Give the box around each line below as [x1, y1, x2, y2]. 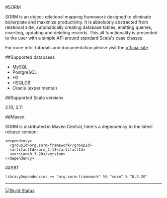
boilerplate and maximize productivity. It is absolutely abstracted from [5, 19, 148, 25]
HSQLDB [12, 80, 31, 86]
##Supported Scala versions [5, 95, 64, 100]
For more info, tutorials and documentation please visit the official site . [5, 45, 150, 50]
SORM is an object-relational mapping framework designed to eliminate [5, 14, 152, 19]
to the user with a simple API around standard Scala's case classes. [5, 35, 144, 41]
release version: [5, 129, 38, 135]
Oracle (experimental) [12, 85, 57, 91]
